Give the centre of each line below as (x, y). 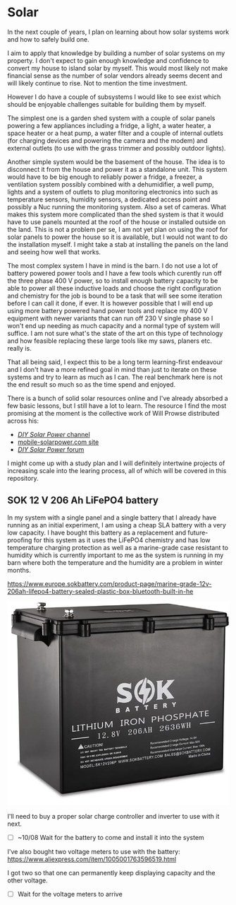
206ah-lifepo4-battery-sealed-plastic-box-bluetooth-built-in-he (100, 591)
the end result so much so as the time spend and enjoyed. (92, 384)
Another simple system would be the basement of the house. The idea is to (116, 162)
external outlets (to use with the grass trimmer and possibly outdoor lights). (117, 148)
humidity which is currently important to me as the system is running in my (116, 555)
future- (198, 532)
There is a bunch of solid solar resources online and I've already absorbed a (118, 398)
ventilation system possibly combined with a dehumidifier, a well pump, (111, 184)
